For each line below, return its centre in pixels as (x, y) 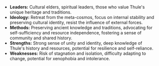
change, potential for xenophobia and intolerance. (60, 58)
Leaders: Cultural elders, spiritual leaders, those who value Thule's (77, 7)
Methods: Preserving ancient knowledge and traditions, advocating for (81, 28)
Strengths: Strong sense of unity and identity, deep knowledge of (76, 43)
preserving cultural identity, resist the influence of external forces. (76, 22)
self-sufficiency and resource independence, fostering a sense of (76, 33)
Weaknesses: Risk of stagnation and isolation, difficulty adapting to (78, 53)
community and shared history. (41, 38)
